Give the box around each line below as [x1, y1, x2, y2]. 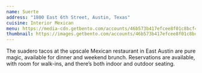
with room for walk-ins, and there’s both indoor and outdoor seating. [6, 60, 176, 68]
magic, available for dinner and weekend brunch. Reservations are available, [6, 54, 195, 61]
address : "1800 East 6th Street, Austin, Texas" [6, 14, 130, 20]
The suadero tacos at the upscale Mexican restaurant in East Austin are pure [6, 47, 196, 54]
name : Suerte [6, 8, 39, 15]
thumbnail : [6, 31, 34, 37]
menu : [6, 25, 20, 32]
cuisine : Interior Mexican [6, 20, 74, 26]
